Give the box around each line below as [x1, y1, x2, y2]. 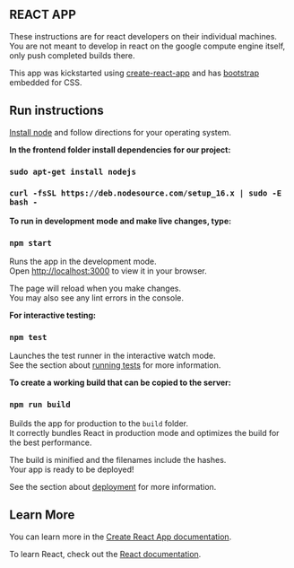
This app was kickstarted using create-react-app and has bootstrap [9, 67, 260, 78]
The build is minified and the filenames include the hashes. [9, 454, 227, 465]
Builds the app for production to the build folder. [9, 417, 189, 429]
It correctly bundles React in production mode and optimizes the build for [9, 427, 280, 438]
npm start [9, 238, 52, 248]
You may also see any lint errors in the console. [9, 293, 184, 303]
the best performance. [9, 437, 92, 448]
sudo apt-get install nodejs [9, 166, 137, 177]
